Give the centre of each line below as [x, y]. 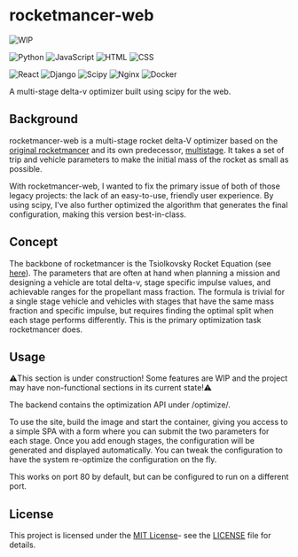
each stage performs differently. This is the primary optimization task [135, 320]
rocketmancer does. [46, 329]
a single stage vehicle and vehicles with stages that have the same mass [142, 301]
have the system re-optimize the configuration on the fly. [113, 460]
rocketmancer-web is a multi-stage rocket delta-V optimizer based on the [144, 140]
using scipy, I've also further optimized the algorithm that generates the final [149, 205]
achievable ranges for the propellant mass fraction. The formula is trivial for [147, 291]
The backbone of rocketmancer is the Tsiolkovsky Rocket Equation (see [141, 263]
